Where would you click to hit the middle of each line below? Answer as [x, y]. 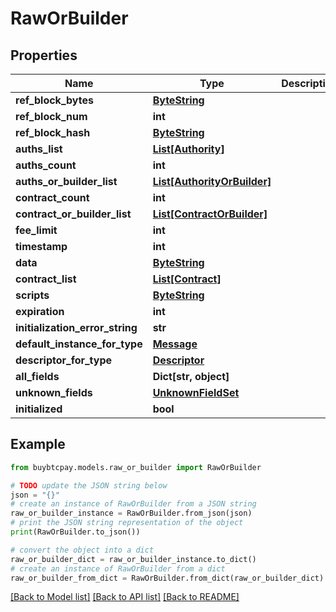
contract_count [52, 197]
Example [38, 444]
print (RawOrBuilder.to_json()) [75, 532]
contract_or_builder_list [73, 214]
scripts [32, 295]
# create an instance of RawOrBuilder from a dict [118, 568]
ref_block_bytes [54, 100]
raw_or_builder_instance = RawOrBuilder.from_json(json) [131, 513]
